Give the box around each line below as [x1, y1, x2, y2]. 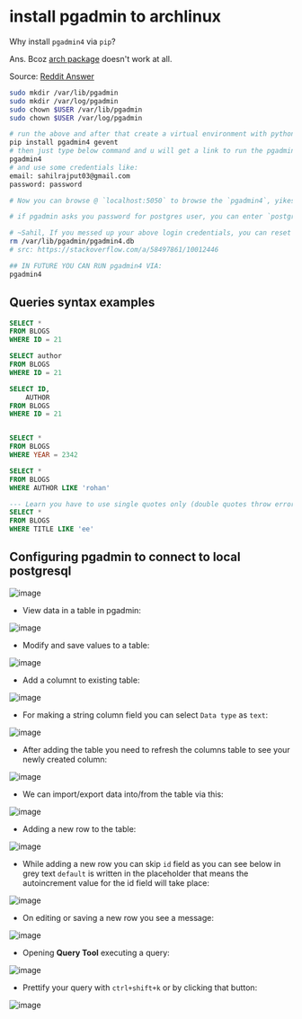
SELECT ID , [9, 384, 50, 393]
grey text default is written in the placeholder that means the [22, 868, 249, 879]
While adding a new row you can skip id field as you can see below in [22, 858, 281, 869]
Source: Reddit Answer [9, 70, 94, 82]
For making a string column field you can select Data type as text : [22, 709, 268, 720]
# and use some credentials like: [9, 163, 139, 172]
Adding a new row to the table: [22, 823, 137, 834]
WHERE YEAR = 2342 [9, 451, 78, 460]
